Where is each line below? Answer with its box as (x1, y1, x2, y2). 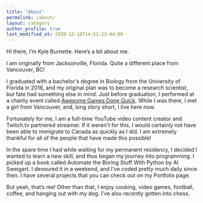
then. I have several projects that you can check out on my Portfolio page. (6, 172, 191, 179)
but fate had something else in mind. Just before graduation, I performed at (6, 91, 195, 98)
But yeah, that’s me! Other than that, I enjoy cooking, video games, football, (6, 184, 194, 191)
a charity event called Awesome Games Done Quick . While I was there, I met (6, 97, 197, 105)
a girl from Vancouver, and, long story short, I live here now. (6, 103, 156, 111)
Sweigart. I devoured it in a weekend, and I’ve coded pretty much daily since (6, 166, 198, 173)
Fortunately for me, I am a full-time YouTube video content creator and (6, 115, 182, 123)
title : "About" (6, 8, 45, 15)
